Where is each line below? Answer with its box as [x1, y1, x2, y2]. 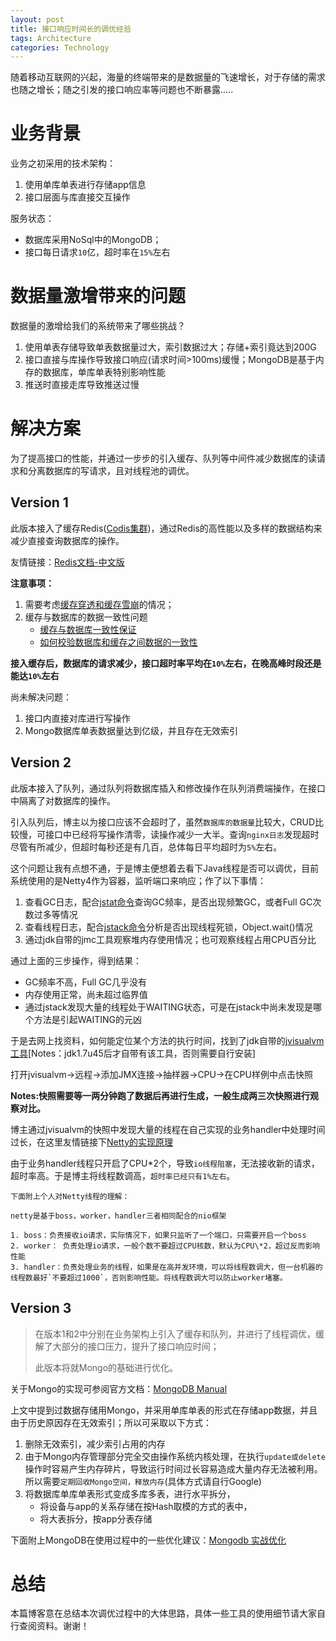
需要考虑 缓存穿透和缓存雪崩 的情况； [24, 598, 175, 610]
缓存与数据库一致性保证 [39, 623, 137, 635]
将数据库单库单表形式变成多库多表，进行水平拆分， [24, 1487, 236, 1500]
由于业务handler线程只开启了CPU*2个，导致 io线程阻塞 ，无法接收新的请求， [10, 1157, 320, 1169]
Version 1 [10, 494, 69, 511]
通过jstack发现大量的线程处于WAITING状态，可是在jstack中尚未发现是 [24, 1001, 313, 1013]
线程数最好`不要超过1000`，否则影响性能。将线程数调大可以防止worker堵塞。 [10, 1272, 288, 1283]
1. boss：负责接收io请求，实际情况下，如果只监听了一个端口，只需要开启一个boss [10, 1230, 307, 1240]
